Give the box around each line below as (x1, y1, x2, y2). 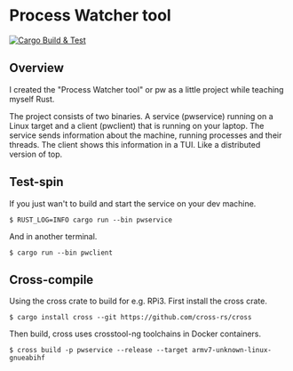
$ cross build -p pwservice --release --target (9, 346, 189, 355)
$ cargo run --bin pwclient (9, 248, 114, 257)
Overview (9, 60, 65, 76)
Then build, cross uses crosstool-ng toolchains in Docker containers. (9, 328, 262, 339)
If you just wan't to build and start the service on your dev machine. (9, 198, 257, 209)
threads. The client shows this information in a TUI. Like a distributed (9, 139, 261, 149)
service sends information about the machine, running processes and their (9, 130, 282, 141)
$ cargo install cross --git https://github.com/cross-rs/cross (9, 313, 252, 322)
